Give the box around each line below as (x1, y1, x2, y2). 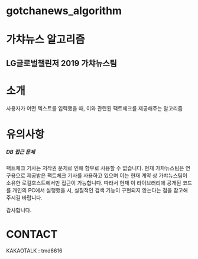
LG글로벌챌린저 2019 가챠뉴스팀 (6, 58, 117, 68)
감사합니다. (6, 206, 32, 214)
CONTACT (6, 228, 58, 241)
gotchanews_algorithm (6, 4, 122, 18)
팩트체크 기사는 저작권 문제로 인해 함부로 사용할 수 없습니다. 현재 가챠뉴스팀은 (6, 164, 184, 172)
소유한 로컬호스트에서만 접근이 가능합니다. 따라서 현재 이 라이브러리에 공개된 (6, 179, 181, 186)
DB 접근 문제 (6, 149, 35, 156)
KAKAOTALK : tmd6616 (6, 247, 63, 254)
